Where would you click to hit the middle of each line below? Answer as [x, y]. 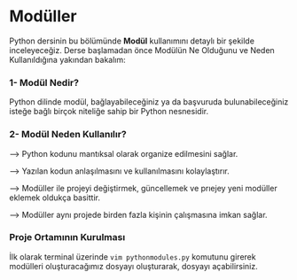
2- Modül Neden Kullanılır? [68, 135]
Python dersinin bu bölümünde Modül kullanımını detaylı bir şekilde [132, 41]
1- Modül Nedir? [44, 82]
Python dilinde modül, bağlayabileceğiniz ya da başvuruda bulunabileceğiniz [149, 102]
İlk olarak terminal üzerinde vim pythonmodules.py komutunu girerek [133, 257]
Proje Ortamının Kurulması [67, 237]
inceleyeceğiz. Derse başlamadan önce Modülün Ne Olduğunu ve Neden [142, 50]
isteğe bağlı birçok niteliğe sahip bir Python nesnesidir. [109, 112]
